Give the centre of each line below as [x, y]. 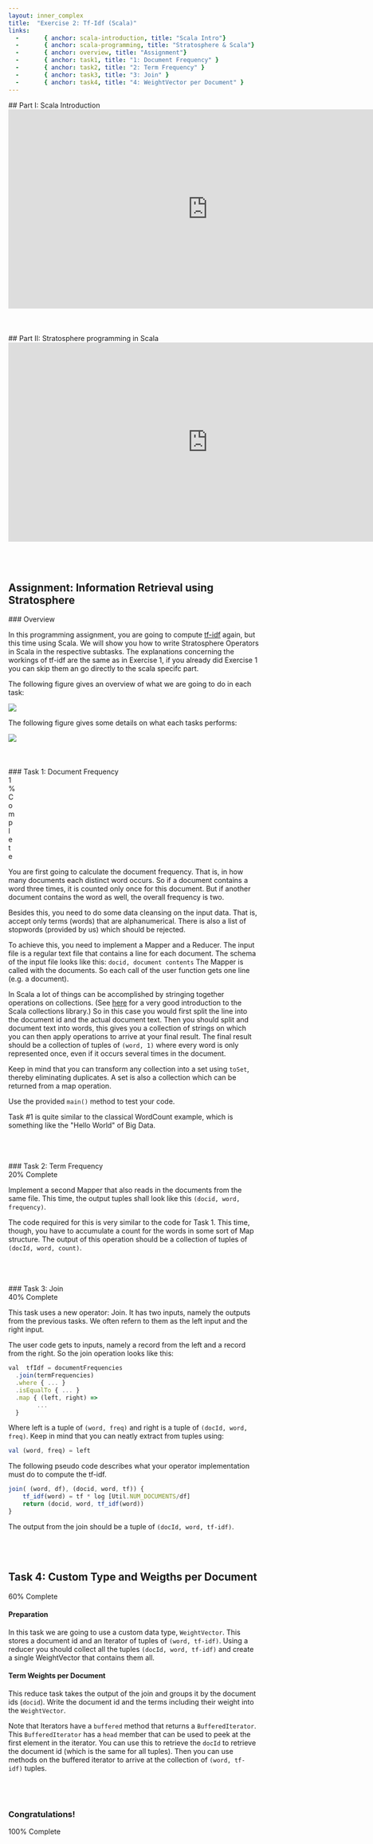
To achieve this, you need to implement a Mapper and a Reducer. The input [132, 945]
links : [19, 30]
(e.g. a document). [39, 979]
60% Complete [33, 1596]
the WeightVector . [37, 1711]
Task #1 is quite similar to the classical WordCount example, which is [121, 1117]
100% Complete [35, 1832]
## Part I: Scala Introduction [54, 105]
